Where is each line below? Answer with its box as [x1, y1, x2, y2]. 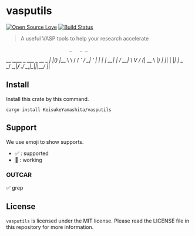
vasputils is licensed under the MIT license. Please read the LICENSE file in [6, 217, 190, 224]
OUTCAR [6, 171, 32, 179]
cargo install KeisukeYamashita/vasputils [6, 107, 112, 113]
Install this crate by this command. [6, 95, 89, 102]
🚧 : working [14, 156, 42, 163]
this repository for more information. [6, 223, 94, 230]
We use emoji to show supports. [6, 138, 84, 145]
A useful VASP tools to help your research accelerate [20, 35, 149, 42]
